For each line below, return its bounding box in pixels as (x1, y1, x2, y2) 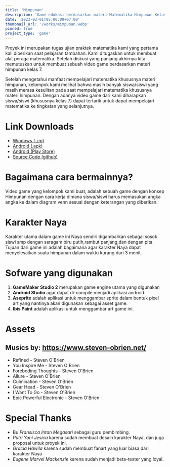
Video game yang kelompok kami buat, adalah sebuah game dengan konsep (5, 188, 164, 194)
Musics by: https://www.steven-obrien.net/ (5, 343, 147, 352)
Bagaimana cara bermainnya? (5, 172, 133, 183)
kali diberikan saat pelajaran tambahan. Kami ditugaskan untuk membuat (5, 50, 157, 56)
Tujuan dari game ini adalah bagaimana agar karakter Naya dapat (5, 244, 141, 250)
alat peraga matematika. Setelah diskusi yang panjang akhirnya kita (5, 56, 146, 61)
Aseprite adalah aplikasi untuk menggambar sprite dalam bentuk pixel (12, 295, 159, 301)
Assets (5, 323, 35, 335)
